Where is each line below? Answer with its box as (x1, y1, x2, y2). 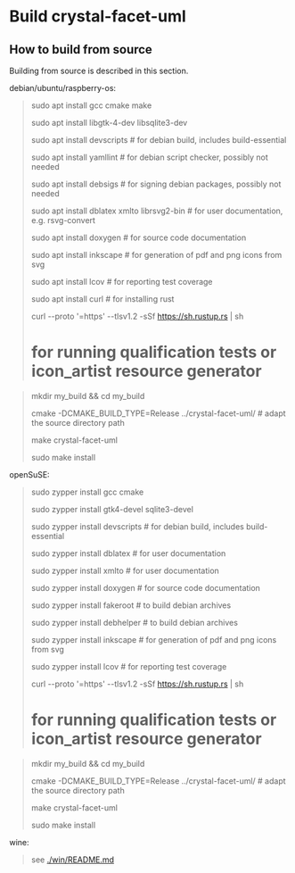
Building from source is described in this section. (9, 65, 189, 76)
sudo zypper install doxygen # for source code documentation (30, 582, 261, 593)
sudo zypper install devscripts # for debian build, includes (30, 520, 245, 532)
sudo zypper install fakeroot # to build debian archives (30, 600, 232, 611)
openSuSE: (9, 469, 51, 479)
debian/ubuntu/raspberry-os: (9, 83, 117, 93)
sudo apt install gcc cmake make (30, 100, 152, 111)
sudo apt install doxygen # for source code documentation (30, 232, 247, 243)
